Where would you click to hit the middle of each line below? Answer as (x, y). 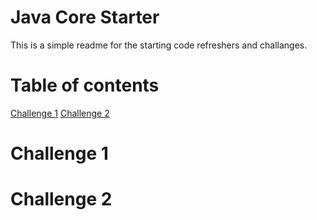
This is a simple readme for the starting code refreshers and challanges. (159, 45)
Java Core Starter (85, 17)
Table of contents (85, 85)
